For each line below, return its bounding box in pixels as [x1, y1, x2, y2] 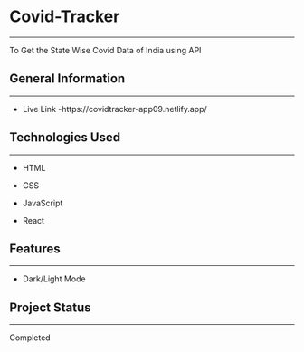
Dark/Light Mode [22, 273, 86, 284]
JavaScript [22, 197, 63, 208]
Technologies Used [9, 129, 120, 146]
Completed [9, 332, 52, 343]
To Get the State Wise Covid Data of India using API [9, 44, 202, 55]
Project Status [9, 300, 92, 315]
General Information [9, 71, 126, 87]
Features [9, 241, 61, 256]
